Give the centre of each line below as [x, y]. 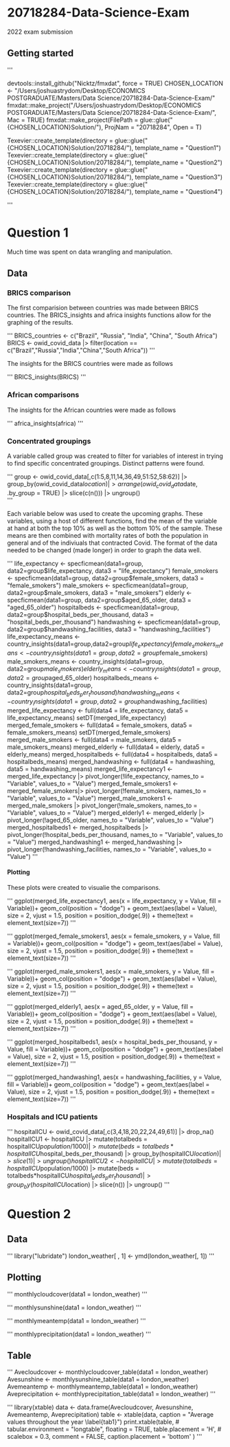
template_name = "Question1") [178, 148]
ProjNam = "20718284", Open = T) [153, 127]
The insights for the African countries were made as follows [92, 410]
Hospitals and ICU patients [53, 1117]
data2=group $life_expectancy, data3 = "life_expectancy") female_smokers [113, 570]
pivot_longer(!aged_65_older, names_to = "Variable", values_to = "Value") [111, 820]
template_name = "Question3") [179, 177]
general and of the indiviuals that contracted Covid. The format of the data [112, 543]
